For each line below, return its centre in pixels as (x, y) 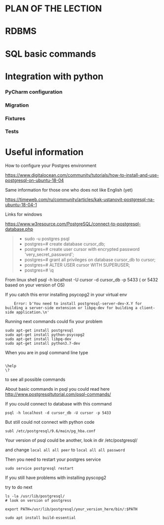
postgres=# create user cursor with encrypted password (82, 249)
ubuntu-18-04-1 (21, 205)
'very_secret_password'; (49, 254)
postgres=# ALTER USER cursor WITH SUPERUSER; (77, 265)
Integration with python (54, 76)
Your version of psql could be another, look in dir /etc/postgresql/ (71, 441)
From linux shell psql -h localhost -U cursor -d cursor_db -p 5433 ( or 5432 (82, 280)
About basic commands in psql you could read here (57, 389)
